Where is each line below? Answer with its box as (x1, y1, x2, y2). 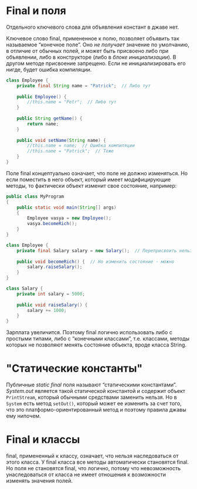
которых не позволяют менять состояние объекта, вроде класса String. (6, 341, 186, 348)
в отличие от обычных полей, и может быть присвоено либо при (6, 47, 169, 54)
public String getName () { (16, 116, 83, 121)
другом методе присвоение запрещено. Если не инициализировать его (6, 60, 186, 67)
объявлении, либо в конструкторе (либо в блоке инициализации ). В (6, 53, 177, 60)
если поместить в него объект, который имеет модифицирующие (6, 176, 171, 183)
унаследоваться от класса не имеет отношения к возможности (6, 471, 166, 478)
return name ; (27, 121, 59, 127)
